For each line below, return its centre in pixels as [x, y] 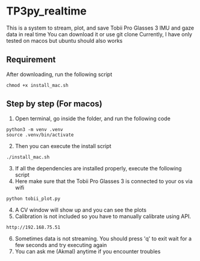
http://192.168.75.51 [33, 227]
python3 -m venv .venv [35, 129]
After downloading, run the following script [59, 74]
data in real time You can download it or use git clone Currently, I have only [99, 34]
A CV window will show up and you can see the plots [80, 210]
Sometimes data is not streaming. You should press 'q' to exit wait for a [103, 238]
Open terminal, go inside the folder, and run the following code [92, 118]
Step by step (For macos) [54, 104]
